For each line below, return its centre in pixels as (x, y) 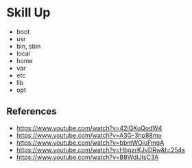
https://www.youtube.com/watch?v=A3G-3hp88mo (89, 135)
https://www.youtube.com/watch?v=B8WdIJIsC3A (87, 157)
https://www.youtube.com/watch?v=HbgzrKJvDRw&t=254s (101, 149)
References (32, 111)
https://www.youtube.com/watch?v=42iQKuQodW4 (89, 128)
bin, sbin (28, 46)
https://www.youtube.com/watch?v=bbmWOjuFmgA (90, 143)
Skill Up (28, 13)
